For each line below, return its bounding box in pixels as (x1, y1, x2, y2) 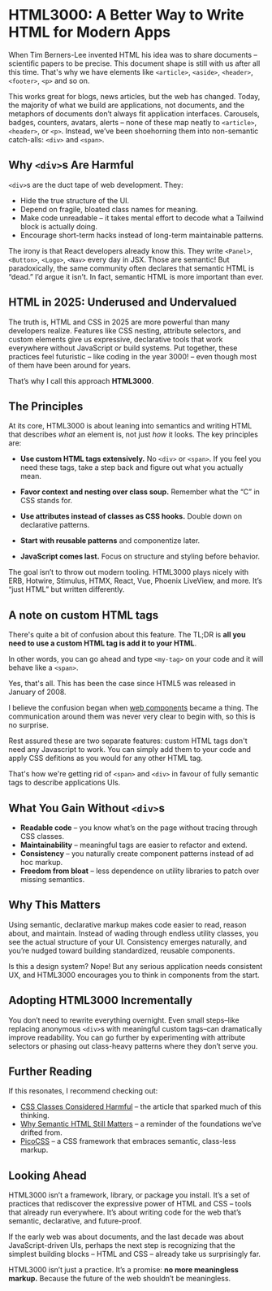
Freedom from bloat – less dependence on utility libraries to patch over (19, 866, 260, 876)
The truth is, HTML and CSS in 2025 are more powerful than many (8, 317, 230, 327)
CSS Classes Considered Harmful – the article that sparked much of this (19, 1102, 261, 1111)
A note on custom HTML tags (8, 608, 159, 622)
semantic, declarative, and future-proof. (8, 1216, 142, 1226)
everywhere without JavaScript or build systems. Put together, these (8, 343, 238, 353)
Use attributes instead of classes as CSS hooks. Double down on (19, 511, 242, 521)
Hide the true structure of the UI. (19, 195, 130, 205)
